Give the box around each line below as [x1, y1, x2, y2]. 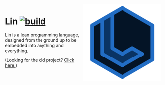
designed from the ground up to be [5, 37, 77, 43]
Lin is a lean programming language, [5, 32, 80, 38]
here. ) [5, 62, 17, 68]
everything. [5, 48, 29, 54]
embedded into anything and [5, 42, 64, 48]
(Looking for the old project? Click [5, 57, 75, 63]
